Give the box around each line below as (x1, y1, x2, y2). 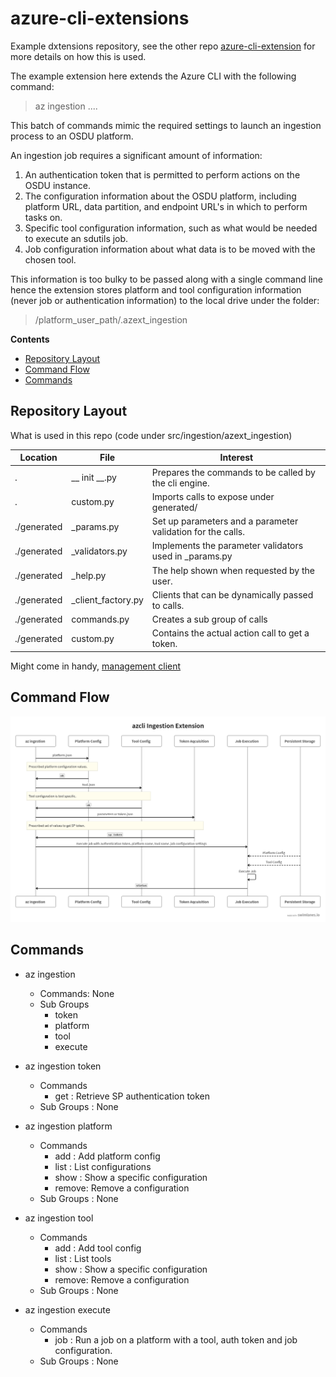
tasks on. (24, 211, 63, 223)
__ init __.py (71, 472, 117, 483)
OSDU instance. (24, 179, 91, 191)
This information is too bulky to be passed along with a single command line (10, 273, 323, 285)
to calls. (151, 599, 185, 611)
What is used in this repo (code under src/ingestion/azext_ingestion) (10, 429, 293, 441)
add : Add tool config (54, 1242, 142, 1254)
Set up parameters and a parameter (151, 515, 299, 527)
